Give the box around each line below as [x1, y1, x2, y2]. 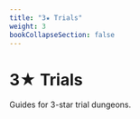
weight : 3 [9, 22, 47, 31]
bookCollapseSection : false [9, 30, 116, 39]
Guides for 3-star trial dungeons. [9, 99, 132, 110]
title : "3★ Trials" [9, 13, 83, 23]
